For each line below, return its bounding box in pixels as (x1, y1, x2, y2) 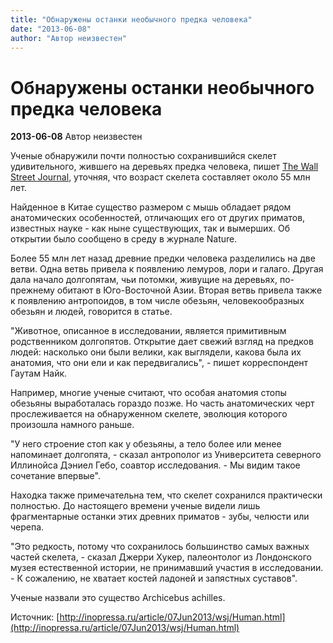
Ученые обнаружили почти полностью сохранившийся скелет (10, 150, 277, 162)
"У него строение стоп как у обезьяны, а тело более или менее (10, 438, 282, 450)
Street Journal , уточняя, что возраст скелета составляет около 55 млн (10, 171, 311, 183)
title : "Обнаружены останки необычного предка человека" (10, 14, 253, 25)
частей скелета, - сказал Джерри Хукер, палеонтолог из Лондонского (10, 551, 312, 563)
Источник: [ (10, 611, 60, 623)
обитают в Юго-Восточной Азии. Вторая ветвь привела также (56, 284, 323, 296)
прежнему (10, 284, 55, 296)
